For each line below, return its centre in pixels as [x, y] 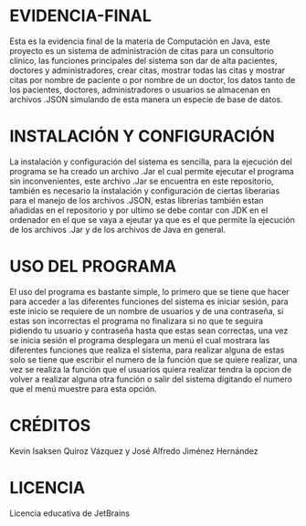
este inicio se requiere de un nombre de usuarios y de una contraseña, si [147, 310]
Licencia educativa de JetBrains [70, 513]
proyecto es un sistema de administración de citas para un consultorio [142, 50]
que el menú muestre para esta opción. [83, 388]
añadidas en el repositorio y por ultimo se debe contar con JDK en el [139, 210]
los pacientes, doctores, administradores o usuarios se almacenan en [140, 89]
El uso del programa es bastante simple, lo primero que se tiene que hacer [149, 291]
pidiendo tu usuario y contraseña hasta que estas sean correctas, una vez [149, 331]
